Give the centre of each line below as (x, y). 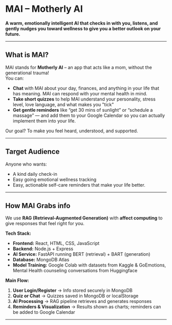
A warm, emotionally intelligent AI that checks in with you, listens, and (82, 23)
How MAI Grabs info (38, 206)
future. (13, 34)
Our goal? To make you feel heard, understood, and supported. (72, 131)
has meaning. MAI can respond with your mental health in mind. (80, 93)
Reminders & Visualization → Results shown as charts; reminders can (87, 307)
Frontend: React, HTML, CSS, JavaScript (56, 243)
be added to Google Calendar (44, 312)
